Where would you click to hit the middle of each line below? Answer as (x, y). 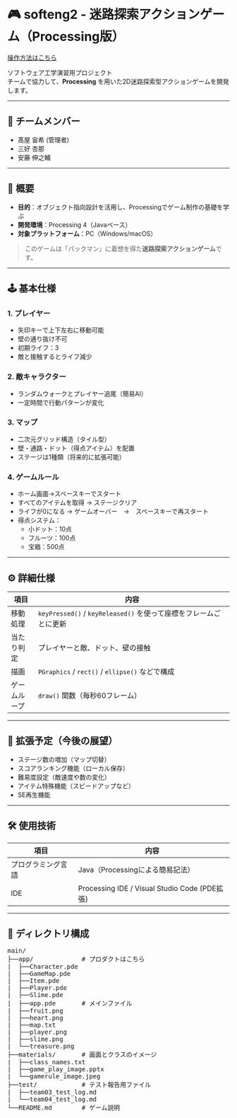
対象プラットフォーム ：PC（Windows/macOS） (87, 234)
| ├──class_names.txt (47, 1062)
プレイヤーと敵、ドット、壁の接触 (94, 647)
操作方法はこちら (32, 57)
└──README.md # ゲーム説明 (64, 1108)
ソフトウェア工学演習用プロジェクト (60, 72)
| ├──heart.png (35, 1018)
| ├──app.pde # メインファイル (70, 1003)
